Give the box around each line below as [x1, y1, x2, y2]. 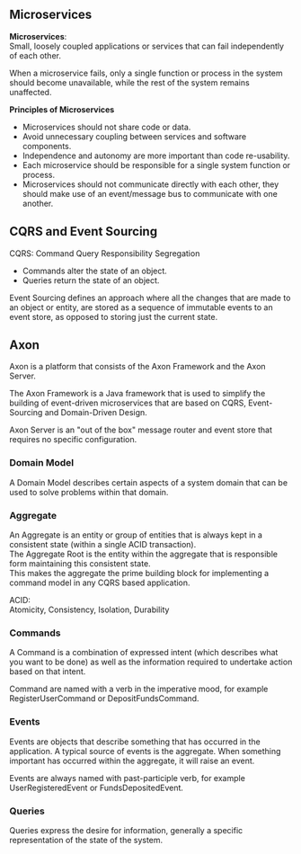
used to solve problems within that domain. [9, 486, 169, 497]
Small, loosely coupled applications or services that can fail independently [9, 40, 285, 51]
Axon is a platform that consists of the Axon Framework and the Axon [9, 361, 267, 372]
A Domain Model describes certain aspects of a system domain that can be [9, 476, 288, 488]
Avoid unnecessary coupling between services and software [22, 130, 247, 142]
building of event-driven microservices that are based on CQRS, [9, 397, 247, 408]
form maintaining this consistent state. [9, 558, 151, 569]
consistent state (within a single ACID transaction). [9, 539, 197, 550]
